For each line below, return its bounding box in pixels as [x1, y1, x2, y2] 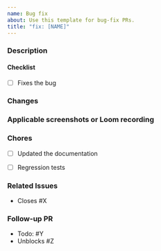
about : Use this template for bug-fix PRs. [7, 17, 135, 24]
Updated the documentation [17, 149, 99, 157]
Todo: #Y [17, 230, 44, 238]
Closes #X [17, 197, 47, 205]
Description [7, 46, 48, 55]
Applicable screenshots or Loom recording [7, 115, 155, 125]
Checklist [7, 63, 36, 71]
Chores [7, 133, 33, 143]
